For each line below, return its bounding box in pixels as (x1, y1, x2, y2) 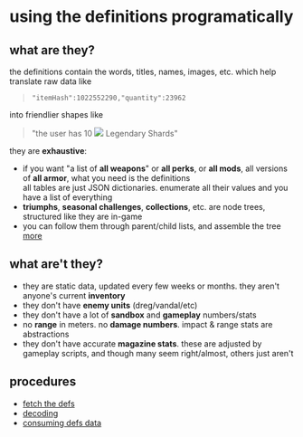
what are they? (9, 43, 95, 58)
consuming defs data (22, 417, 102, 428)
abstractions (22, 328, 70, 339)
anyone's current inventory (22, 290, 126, 300)
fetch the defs (22, 398, 75, 409)
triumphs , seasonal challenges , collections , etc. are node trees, (22, 202, 266, 212)
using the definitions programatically (9, 6, 294, 27)
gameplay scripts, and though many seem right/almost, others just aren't (22, 347, 294, 358)
